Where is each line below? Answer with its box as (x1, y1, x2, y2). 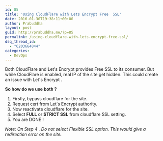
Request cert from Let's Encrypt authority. (12, 101, 98, 107)
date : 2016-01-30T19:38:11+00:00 (5, 16, 74, 21)
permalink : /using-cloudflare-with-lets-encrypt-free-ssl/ (5, 35, 129, 40)
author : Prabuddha (5, 21, 43, 26)
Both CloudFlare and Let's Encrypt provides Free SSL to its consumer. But (5, 66, 154, 72)
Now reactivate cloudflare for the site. (12, 106, 89, 112)
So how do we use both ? (5, 86, 57, 92)
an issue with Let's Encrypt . (5, 77, 62, 83)
